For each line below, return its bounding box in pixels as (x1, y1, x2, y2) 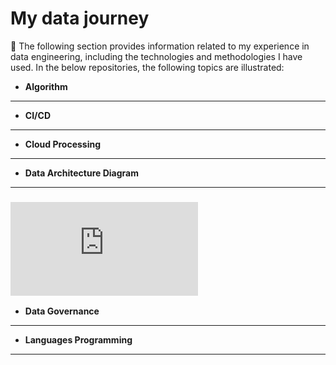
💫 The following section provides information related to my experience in (10, 40, 310, 52)
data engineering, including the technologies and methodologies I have (10, 50, 303, 62)
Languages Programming (24, 334, 133, 346)
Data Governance (24, 305, 100, 317)
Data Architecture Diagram (24, 167, 139, 179)
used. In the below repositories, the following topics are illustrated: (10, 61, 285, 73)
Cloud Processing (24, 138, 102, 150)
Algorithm (24, 80, 68, 92)
